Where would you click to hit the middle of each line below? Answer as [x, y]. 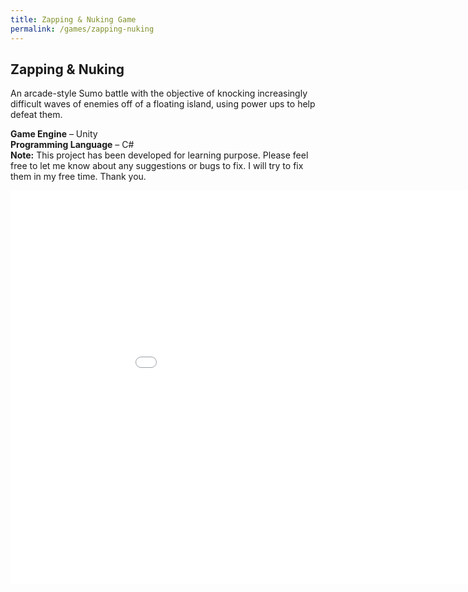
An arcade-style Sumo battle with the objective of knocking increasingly [159, 93]
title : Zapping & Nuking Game [73, 19]
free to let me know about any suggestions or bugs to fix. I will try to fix [157, 166]
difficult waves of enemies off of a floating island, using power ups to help [163, 104]
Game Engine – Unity [54, 134]
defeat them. [36, 115]
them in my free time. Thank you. [78, 177]
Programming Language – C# [72, 145]
